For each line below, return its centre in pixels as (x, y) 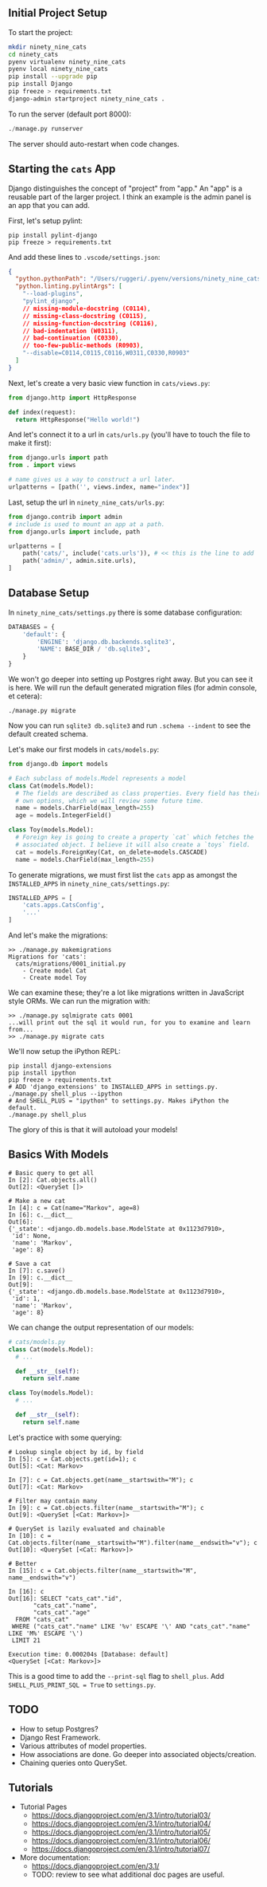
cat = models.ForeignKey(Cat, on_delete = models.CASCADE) (112, 852)
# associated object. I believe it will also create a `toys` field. (133, 844)
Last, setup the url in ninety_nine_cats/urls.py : (87, 502)
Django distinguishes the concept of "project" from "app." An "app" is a (125, 188)
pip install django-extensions (60, 1066)
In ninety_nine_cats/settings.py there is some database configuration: (125, 612)
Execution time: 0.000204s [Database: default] (89, 1654)
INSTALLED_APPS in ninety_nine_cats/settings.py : (89, 883)
